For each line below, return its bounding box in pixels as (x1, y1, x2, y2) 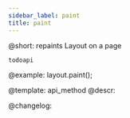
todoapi (8, 56, 34, 64)
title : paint (8, 19, 52, 27)
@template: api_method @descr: (8, 85, 116, 95)
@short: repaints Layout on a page (8, 40, 122, 50)
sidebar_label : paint (8, 11, 81, 20)
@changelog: (8, 101, 53, 110)
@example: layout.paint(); (8, 70, 93, 79)
